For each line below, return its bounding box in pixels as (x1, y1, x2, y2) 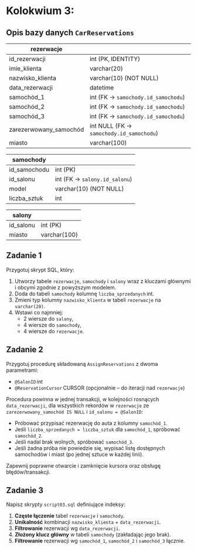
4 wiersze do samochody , (23, 321, 82, 328)
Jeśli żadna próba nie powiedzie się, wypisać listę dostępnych (14, 444, 165, 451)
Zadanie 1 (6, 251, 42, 261)
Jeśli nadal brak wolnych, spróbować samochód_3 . (14, 438, 134, 445)
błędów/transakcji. (6, 468, 51, 475)
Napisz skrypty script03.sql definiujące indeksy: (6, 501, 125, 508)
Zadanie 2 (6, 345, 44, 355)
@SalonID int (14, 378, 43, 385)
